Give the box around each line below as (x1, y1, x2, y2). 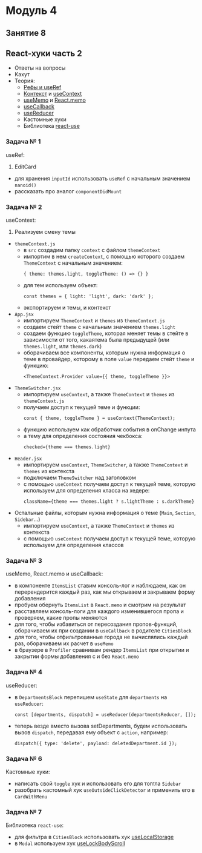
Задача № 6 (5, 754, 43, 763)
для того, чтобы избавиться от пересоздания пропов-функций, (14, 620, 178, 628)
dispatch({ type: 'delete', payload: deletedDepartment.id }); (14, 740, 178, 746)
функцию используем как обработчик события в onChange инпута (23, 425, 196, 433)
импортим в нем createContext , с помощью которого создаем (23, 253, 185, 260)
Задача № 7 (5, 808, 42, 816)
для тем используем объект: (23, 281, 98, 288)
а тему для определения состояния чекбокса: (23, 432, 143, 439)
